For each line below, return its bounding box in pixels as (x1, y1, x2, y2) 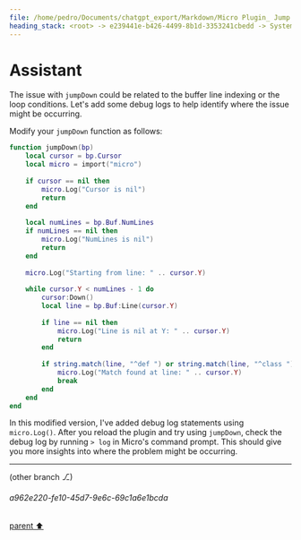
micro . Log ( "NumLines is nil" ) (41, 235, 154, 244)
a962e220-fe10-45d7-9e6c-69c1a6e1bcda (9, 493, 168, 503)
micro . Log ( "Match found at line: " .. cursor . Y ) (56, 368, 243, 377)
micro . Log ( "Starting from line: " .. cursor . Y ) (25, 268, 206, 278)
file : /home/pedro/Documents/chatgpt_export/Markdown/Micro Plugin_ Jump (9, 13, 291, 22)
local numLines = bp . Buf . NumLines (25, 219, 154, 227)
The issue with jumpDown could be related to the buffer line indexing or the (9, 90, 280, 100)
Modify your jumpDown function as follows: (9, 126, 163, 137)
